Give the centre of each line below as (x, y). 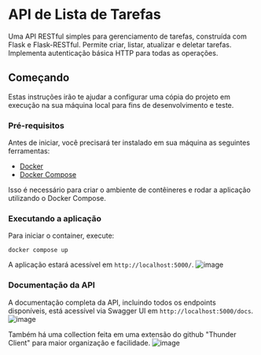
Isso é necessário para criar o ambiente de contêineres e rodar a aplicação (130, 190)
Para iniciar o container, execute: (61, 236)
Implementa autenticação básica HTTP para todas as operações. (113, 53)
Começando (39, 78)
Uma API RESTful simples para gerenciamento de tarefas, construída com (128, 36)
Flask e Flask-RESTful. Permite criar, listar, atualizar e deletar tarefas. (120, 44)
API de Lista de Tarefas (85, 15)
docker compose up (38, 250)
